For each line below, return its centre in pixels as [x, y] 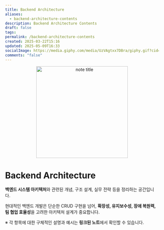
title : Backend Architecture [35, 10]
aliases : [14, 14]
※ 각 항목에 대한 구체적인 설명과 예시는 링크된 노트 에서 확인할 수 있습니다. [74, 223]
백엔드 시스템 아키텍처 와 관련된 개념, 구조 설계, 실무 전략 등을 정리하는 [71, 189]
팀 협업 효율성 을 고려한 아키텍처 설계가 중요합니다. [52, 212]
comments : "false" [24, 55]
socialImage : [18, 50]
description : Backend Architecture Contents [51, 23]
